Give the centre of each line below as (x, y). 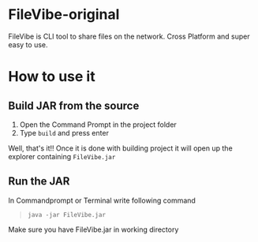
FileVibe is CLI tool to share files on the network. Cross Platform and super (129, 36)
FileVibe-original (64, 15)
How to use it (52, 77)
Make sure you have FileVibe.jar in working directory (93, 229)
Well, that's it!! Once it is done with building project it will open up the (120, 148)
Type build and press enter (64, 132)
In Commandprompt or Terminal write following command (102, 200)
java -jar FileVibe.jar (67, 214)
